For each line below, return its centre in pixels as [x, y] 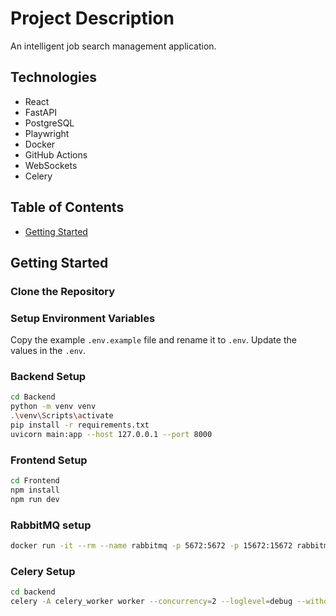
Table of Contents [67, 207]
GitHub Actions [56, 154]
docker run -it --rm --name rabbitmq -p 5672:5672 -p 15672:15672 [151, 546]
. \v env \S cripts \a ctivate [62, 416]
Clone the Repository [63, 291]
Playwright [47, 133]
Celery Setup [43, 571]
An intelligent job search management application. [113, 46]
